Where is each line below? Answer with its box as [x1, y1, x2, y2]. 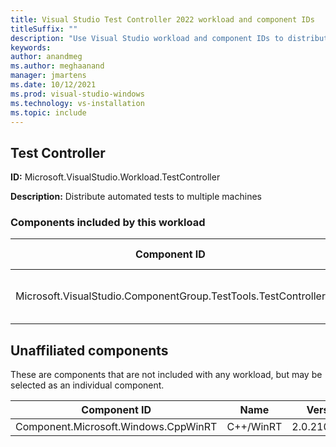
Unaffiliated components [10, 342, 169, 359]
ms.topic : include [10, 107, 87, 118]
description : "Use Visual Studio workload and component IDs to [10, 33, 284, 43]
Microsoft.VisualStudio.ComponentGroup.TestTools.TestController [15, 289, 326, 303]
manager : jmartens [10, 71, 87, 81]
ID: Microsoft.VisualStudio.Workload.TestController [10, 171, 221, 183]
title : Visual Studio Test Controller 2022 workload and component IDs [10, 14, 315, 25]
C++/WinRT [226, 420, 283, 434]
